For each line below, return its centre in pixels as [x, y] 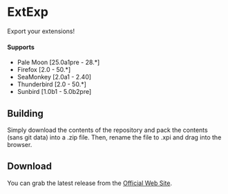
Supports [21, 47]
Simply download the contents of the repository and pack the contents [108, 130]
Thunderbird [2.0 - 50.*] [51, 84]
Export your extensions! [41, 31]
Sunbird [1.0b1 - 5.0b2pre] [54, 92]
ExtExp [28, 12]
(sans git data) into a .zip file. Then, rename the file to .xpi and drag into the [114, 137]
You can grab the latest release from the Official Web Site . [90, 183]
